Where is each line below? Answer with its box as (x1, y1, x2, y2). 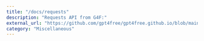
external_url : (6, 20, 42, 26)
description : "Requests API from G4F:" (6, 14, 107, 20)
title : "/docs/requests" (6, 8, 69, 15)
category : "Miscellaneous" (6, 25, 75, 32)
